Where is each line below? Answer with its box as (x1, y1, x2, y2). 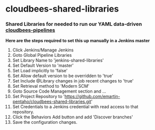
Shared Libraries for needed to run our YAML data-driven (5, 21, 142, 28)
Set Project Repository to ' (12, 94, 65, 99)
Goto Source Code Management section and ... (12, 88, 106, 94)
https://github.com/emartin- (64, 94, 120, 99)
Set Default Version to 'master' (12, 63, 74, 68)
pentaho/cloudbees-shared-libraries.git (12, 98, 91, 105)
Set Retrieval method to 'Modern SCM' (12, 83, 90, 89)
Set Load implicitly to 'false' (12, 68, 68, 74)
